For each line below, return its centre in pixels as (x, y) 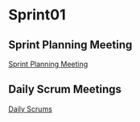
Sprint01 (37, 15)
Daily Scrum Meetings (65, 89)
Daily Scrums (30, 109)
